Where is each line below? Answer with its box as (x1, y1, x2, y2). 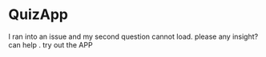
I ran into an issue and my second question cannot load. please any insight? (8, 32, 259, 41)
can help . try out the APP (8, 40, 94, 49)
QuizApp (8, 6, 69, 24)
